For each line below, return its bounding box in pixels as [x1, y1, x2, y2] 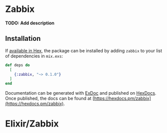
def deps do [5, 62, 30, 68]
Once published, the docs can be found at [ [5, 96, 95, 102]
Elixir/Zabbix [5, 118, 59, 130]
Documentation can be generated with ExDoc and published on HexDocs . [5, 90, 157, 96]
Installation [5, 34, 41, 43]
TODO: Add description [5, 20, 55, 26]
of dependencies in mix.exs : [5, 53, 63, 59]
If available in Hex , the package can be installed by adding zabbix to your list [5, 47, 163, 53]
